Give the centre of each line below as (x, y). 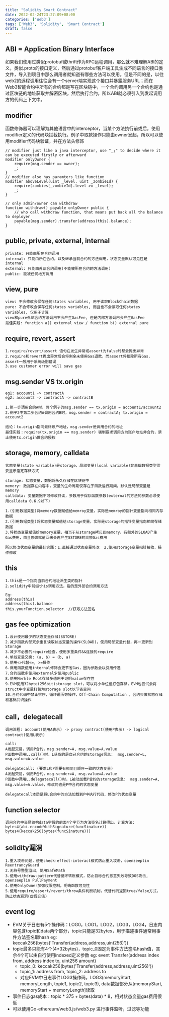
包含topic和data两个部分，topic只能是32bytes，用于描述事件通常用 (87, 931)
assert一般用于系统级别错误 (31, 362)
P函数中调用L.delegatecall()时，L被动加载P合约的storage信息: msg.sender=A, (82, 779)
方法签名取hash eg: (37, 937)
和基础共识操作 (18, 700)
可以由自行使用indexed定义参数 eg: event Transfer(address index (92, 955)
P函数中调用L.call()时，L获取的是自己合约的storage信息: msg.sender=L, (76, 755)
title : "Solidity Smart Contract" (41, 10)
